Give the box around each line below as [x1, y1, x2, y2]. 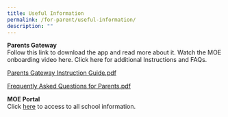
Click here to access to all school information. [7, 103, 136, 111]
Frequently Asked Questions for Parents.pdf [7, 82, 131, 90]
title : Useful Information [7, 10, 84, 17]
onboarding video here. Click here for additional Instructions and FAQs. [7, 56, 207, 64]
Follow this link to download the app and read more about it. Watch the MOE [7, 48, 222, 56]
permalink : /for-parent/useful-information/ [7, 16, 136, 23]
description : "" [7, 22, 53, 29]
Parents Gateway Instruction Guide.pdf [7, 69, 116, 77]
